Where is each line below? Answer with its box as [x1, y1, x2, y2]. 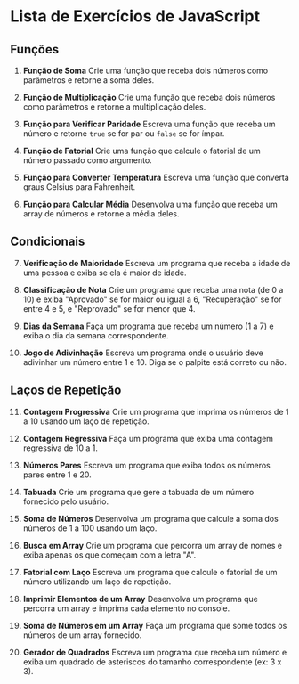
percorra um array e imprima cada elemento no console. [22, 603, 230, 614]
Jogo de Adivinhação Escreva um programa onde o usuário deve [22, 347, 263, 358]
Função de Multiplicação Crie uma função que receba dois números [22, 92, 276, 102]
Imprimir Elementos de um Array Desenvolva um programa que [22, 593, 259, 604]
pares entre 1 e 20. [22, 469, 92, 480]
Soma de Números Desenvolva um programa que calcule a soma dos [22, 513, 279, 524]
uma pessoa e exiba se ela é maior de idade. [22, 267, 187, 278]
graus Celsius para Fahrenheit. [22, 182, 136, 192]
